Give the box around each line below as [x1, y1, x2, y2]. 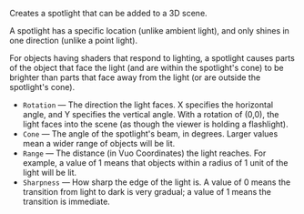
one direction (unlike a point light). [9, 36, 138, 46]
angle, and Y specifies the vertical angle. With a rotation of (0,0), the [22, 109, 279, 119]
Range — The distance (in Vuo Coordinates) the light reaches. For [22, 148, 267, 158]
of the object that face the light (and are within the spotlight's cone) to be [9, 63, 284, 73]
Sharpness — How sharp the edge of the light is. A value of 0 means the [22, 177, 291, 188]
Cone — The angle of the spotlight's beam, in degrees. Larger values [22, 128, 279, 139]
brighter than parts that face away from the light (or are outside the [9, 72, 261, 83]
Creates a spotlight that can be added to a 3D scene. [9, 8, 208, 18]
